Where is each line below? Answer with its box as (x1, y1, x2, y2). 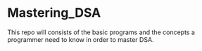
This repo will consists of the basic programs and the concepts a (7, 28, 196, 36)
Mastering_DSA (7, 5, 101, 21)
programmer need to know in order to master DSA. (7, 35, 154, 43)
